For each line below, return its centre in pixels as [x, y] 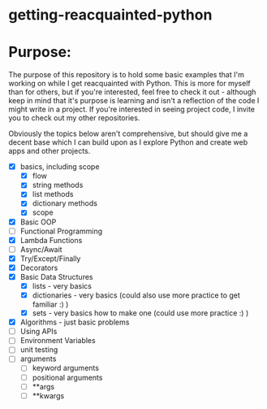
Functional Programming [61, 231]
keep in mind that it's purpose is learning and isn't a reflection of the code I [134, 101]
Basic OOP [38, 222]
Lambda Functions [51, 240]
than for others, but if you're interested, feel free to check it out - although [132, 92]
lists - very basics [62, 285]
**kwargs [48, 395]
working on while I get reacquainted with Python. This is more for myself [129, 84]
